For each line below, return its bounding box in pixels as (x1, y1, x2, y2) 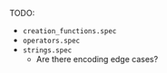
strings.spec (22, 46, 73, 55)
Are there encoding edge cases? (35, 54, 159, 64)
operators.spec (22, 36, 81, 45)
